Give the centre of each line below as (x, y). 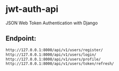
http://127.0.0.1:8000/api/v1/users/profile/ (53, 59)
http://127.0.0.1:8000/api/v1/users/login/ (51, 55)
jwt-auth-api (32, 9)
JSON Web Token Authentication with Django (52, 23)
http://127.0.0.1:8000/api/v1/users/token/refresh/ (60, 64)
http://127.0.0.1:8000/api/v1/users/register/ (54, 50)
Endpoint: (21, 38)
